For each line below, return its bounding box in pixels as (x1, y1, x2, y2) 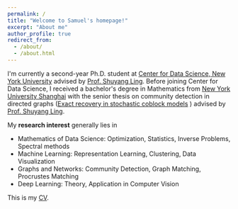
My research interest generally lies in (7, 120, 118, 129)
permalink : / (7, 10, 46, 18)
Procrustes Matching (17, 171, 79, 181)
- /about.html (13, 50, 55, 57)
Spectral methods (17, 142, 70, 150)
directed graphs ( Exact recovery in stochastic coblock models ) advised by (7, 99, 226, 108)
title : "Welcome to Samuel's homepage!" (7, 17, 129, 24)
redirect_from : (7, 37, 52, 44)
